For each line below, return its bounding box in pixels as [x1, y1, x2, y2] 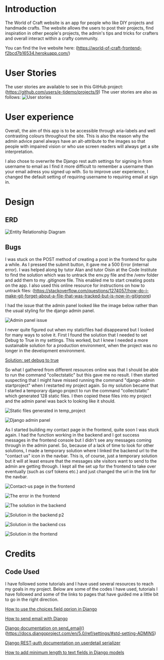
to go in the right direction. [5, 597, 59, 602]
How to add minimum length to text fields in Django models [5, 649, 124, 655]
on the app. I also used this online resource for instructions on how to [5, 282, 145, 288]
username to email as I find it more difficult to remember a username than [5, 163, 154, 169]
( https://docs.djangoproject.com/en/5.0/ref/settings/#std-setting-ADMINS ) [5, 630, 156, 636]
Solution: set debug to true [5, 357, 59, 363]
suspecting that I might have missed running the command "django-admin [5, 377, 155, 383]
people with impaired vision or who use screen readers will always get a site [5, 143, 159, 149]
